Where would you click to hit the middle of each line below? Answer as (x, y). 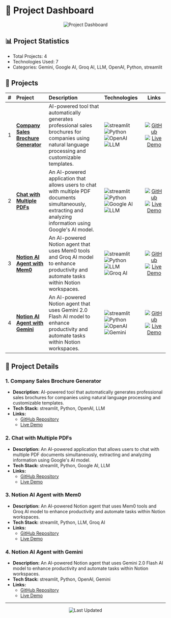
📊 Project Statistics (37, 41)
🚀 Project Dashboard (50, 10)
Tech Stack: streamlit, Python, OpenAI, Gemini (62, 579)
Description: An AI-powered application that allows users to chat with (86, 449)
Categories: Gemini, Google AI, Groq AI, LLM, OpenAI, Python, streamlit (88, 67)
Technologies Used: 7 (35, 61)
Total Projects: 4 (30, 56)
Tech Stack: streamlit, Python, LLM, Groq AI (59, 522)
